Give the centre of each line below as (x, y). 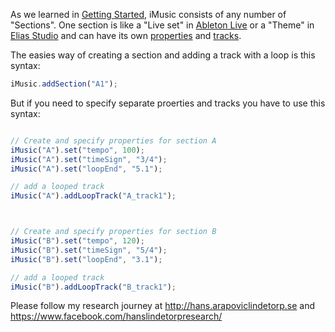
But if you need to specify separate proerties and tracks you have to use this (168, 103)
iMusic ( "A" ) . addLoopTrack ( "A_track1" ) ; (93, 196)
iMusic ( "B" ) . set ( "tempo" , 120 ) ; (77, 241)
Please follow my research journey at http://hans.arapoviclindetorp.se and (163, 306)
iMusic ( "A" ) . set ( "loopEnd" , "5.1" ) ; (86, 169)
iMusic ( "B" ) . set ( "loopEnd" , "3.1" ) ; (86, 259)
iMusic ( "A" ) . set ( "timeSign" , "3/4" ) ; (89, 159)
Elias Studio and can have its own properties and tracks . (126, 35)
